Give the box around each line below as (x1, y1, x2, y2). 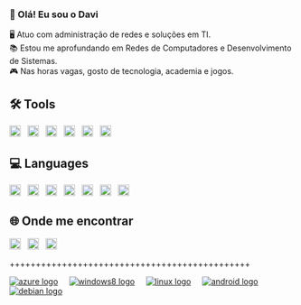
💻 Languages (9, 155, 89, 171)
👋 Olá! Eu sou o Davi (9, 8, 99, 21)
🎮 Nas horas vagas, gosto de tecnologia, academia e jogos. (9, 66, 234, 77)
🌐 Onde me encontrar (9, 214, 134, 229)
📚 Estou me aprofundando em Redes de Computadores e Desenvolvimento (9, 42, 292, 53)
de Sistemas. (9, 56, 58, 67)
